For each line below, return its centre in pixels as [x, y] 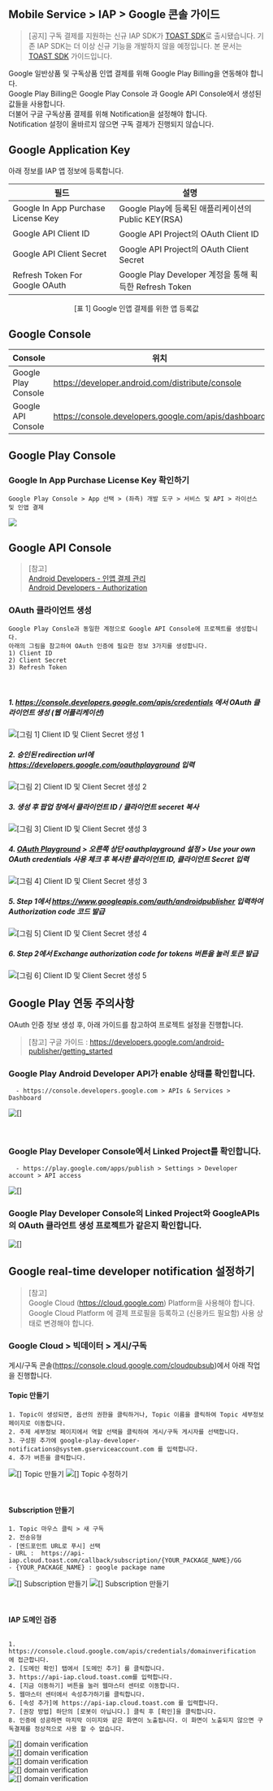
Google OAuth [39, 285]
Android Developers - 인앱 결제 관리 [87, 578]
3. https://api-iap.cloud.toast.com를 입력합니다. [91, 1677]
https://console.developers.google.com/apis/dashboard [160, 417]
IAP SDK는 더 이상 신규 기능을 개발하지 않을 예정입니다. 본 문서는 [139, 45]
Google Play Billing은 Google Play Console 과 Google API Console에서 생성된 [135, 93]
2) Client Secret [38, 660]
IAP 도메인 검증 [32, 1620]
